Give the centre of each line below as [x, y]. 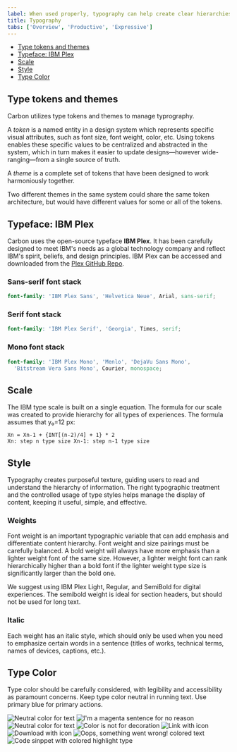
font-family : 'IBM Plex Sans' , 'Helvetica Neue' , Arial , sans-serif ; [112, 297]
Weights [22, 520]
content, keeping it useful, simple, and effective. [77, 503]
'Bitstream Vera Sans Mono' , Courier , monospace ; [88, 368]
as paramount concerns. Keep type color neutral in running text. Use [107, 697]
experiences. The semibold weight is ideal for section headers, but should [115, 594]
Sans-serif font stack [44, 281]
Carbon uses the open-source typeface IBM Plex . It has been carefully [110, 241]
